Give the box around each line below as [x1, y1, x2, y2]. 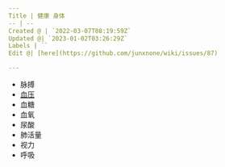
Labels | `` [8, 42, 48, 50]
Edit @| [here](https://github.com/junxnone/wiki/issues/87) [8, 49, 219, 57]
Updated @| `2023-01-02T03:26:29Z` [8, 34, 128, 43]
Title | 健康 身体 [8, 11, 65, 20]
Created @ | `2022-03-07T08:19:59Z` [8, 27, 131, 35]
